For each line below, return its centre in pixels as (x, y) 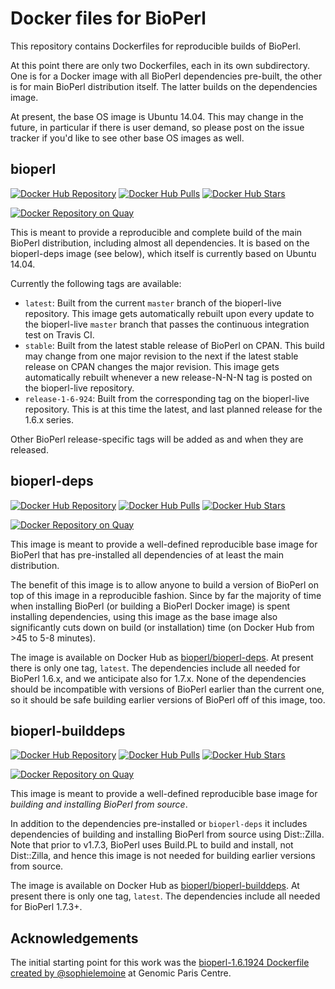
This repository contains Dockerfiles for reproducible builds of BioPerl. (156, 46)
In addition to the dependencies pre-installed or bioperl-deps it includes (159, 824)
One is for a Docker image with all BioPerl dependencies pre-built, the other (166, 76)
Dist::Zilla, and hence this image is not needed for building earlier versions (163, 856)
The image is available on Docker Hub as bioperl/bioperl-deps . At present (162, 657)
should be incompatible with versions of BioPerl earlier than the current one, (167, 689)
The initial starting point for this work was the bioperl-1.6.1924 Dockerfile (160, 963)
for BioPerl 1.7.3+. (46, 907)
